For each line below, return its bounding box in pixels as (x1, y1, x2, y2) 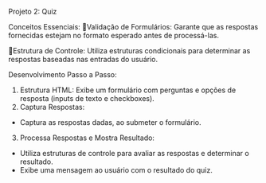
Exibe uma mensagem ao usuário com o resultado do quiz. (19, 165, 213, 174)
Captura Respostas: (19, 103, 85, 111)
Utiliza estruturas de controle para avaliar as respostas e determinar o (19, 149, 249, 158)
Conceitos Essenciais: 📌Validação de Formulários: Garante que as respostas (8, 22, 259, 31)
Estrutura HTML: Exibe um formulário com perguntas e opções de (19, 85, 237, 95)
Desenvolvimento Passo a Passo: (8, 70, 117, 79)
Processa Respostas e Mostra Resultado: (19, 133, 155, 142)
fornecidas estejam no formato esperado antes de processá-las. (8, 31, 219, 40)
